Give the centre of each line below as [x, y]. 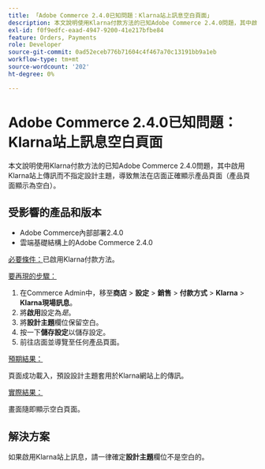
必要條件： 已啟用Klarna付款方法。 [64, 259]
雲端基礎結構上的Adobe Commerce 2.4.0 [86, 243]
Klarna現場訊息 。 [48, 303]
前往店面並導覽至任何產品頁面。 [71, 342]
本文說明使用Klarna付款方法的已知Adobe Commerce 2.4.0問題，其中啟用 [127, 166]
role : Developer [35, 45]
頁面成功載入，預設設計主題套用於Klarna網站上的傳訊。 [98, 376]
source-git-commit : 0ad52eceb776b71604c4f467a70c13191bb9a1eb [112, 52]
